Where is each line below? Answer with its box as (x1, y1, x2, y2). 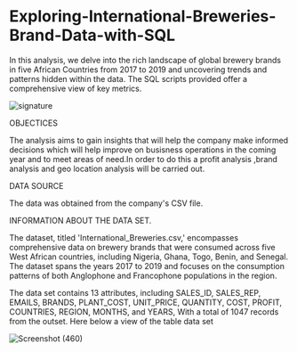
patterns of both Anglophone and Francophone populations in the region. (9, 270, 277, 281)
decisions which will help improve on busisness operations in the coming (9, 144, 277, 155)
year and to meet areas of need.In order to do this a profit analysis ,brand (9, 153, 278, 164)
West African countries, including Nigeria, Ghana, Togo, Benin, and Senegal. (9, 251, 289, 262)
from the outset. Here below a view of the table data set (9, 315, 213, 326)
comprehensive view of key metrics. (9, 83, 142, 94)
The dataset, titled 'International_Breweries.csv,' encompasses (9, 232, 238, 242)
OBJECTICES (9, 118, 58, 128)
